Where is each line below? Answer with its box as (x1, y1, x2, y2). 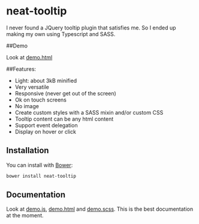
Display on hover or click (14, 128, 77, 135)
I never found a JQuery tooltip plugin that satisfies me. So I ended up (6, 24, 176, 31)
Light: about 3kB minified (14, 77, 77, 84)
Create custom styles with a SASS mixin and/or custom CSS (14, 109, 164, 116)
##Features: (6, 65, 37, 73)
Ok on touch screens (14, 96, 67, 103)
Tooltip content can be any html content (14, 115, 114, 123)
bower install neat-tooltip (6, 173, 77, 179)
